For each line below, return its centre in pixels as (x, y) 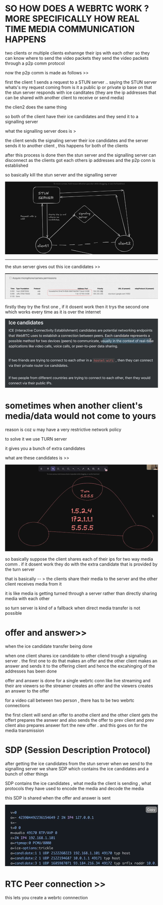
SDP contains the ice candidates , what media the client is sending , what (78, 783)
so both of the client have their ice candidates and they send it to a (72, 116)
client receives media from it (33, 584)
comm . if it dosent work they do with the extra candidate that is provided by (81, 564)
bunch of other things (27, 774)
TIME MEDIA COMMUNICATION (70, 29)
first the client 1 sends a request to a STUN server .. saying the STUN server (81, 82)
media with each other (27, 598)
